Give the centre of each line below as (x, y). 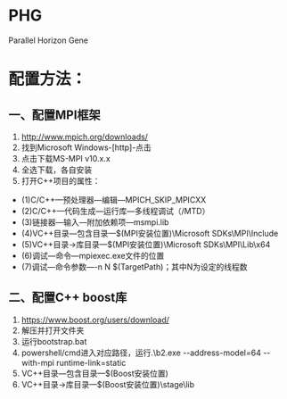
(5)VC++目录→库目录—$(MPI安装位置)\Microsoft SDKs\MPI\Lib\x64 (146, 244)
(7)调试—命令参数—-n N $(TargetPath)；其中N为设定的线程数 (134, 266)
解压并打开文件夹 (53, 330)
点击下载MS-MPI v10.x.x (66, 158)
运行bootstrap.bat (54, 341)
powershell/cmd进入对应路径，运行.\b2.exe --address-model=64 (141, 353)
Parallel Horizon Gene (48, 40)
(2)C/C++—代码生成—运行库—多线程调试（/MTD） (115, 211)
